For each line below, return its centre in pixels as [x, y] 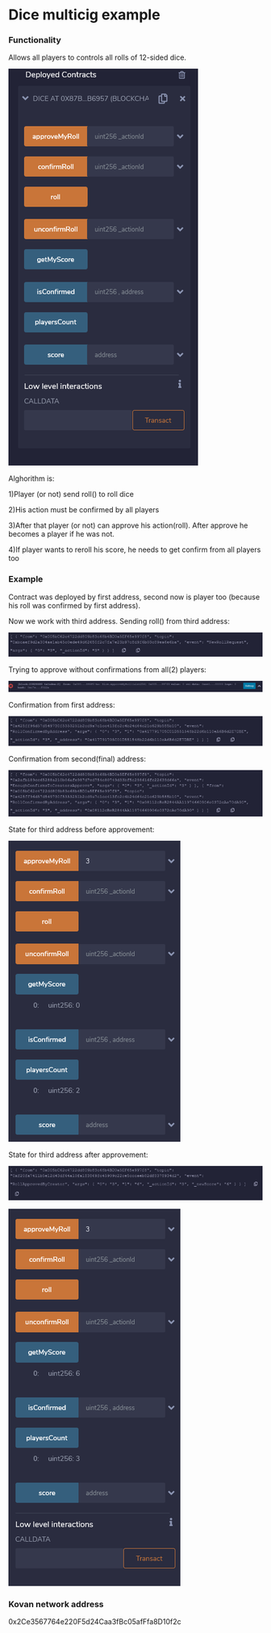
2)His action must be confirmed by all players [84, 510]
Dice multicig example [84, 15]
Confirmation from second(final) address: [77, 758]
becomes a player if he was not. [62, 534]
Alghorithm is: [31, 478]
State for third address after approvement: [78, 1155]
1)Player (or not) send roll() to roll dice [71, 495]
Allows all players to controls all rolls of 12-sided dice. [98, 57]
